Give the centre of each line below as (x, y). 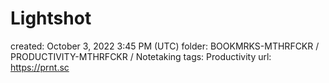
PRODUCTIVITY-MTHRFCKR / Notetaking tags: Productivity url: (141, 56)
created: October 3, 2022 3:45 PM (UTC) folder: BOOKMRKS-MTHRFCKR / (165, 46)
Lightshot (51, 18)
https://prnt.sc (40, 67)
